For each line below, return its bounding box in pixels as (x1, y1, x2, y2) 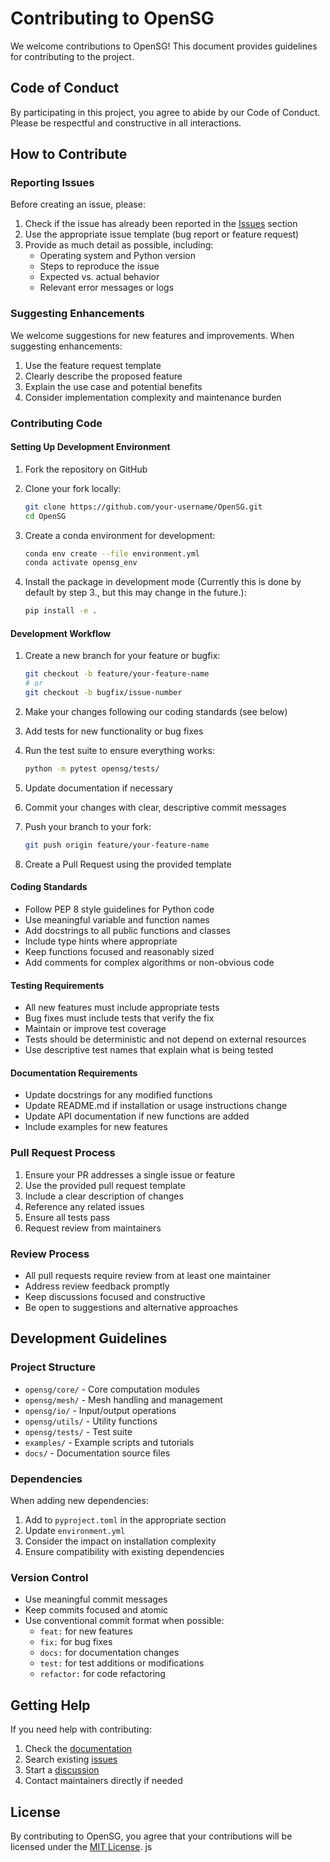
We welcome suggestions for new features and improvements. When (10, 329, 295, 341)
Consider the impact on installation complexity (24, 1535, 217, 1547)
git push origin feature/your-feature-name (24, 840, 210, 850)
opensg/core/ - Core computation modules (24, 1383, 200, 1395)
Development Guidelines (10, 1330, 168, 1347)
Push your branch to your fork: (24, 820, 152, 832)
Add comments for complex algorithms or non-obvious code (24, 957, 275, 969)
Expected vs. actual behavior (39, 271, 160, 283)
